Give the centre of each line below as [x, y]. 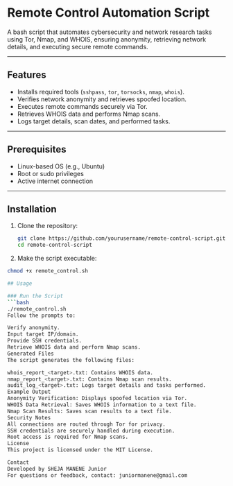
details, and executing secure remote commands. [78, 46]
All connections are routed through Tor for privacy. [87, 424]
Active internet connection [55, 181]
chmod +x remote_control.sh [48, 271]
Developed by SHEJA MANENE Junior [57, 469]
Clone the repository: [48, 226]
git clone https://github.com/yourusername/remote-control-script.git [121, 238]
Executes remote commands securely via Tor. [82, 106]
